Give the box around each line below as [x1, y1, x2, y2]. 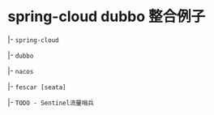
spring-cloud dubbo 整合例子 [7, 7, 206, 26]
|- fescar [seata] [7, 82, 66, 92]
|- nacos [7, 66, 34, 75]
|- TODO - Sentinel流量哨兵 [7, 97, 94, 107]
